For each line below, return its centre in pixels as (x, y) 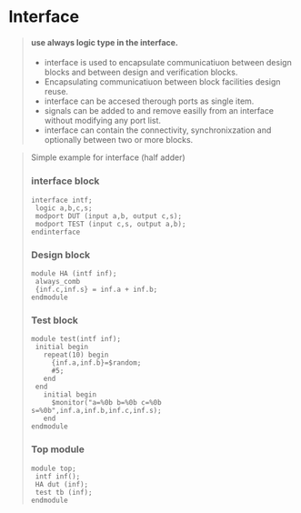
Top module (58, 449)
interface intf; (61, 200)
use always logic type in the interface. (105, 42)
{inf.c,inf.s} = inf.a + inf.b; (96, 289)
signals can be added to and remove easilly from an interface (159, 111)
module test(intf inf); (76, 339)
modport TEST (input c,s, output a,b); (110, 224)
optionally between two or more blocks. (119, 140)
